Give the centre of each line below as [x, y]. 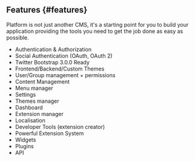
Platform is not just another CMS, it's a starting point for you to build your [97, 24]
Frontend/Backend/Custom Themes [60, 69]
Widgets [25, 140]
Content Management [42, 81]
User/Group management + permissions [65, 75]
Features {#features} [47, 10]
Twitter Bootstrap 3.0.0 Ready [52, 62]
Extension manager [39, 114]
